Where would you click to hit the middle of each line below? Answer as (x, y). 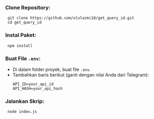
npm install (20, 46)
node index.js (22, 112)
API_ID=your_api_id (33, 84)
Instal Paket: (21, 35)
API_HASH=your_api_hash (38, 88)
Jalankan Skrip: (25, 101)
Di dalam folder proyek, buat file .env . (52, 69)
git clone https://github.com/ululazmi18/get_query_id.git (71, 18)
